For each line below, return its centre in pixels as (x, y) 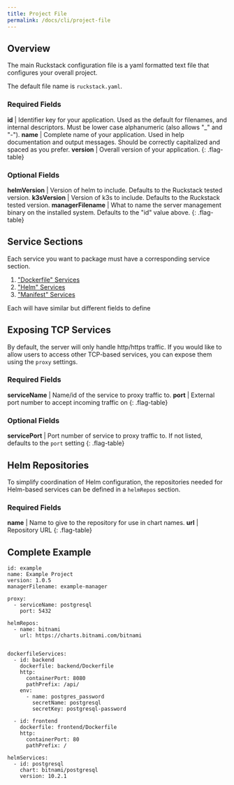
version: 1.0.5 (29, 581)
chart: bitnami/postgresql (59, 770)
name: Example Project (40, 575)
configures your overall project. (52, 73)
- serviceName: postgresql (53, 605)
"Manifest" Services (46, 294)
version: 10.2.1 (44, 777)
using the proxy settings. (43, 361)
